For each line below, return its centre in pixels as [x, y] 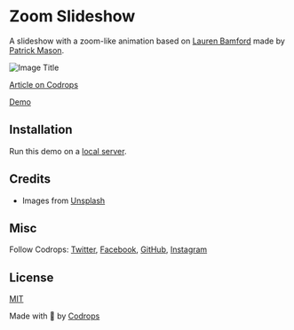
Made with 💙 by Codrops [55, 316]
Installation [41, 130]
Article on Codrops [44, 84]
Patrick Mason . [37, 50]
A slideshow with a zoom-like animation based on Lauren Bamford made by [147, 41]
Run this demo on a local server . [68, 151]
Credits [30, 179]
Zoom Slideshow [72, 16]
